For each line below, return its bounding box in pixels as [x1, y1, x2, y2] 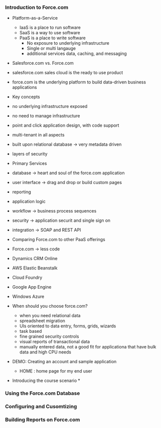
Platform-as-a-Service [12, 15, 58, 21]
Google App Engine [12, 284, 51, 290]
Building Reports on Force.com [5, 416, 80, 423]
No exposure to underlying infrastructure [26, 40, 110, 46]
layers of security [12, 151, 48, 157]
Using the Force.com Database [5, 390, 80, 397]
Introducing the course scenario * [12, 377, 81, 384]
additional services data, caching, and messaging [26, 51, 127, 56]
